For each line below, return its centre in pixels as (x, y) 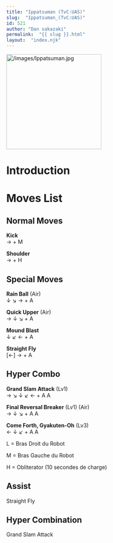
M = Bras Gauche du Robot (40, 455)
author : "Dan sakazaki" (36, 29)
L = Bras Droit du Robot (36, 443)
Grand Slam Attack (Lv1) (37, 389)
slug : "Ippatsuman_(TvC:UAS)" (46, 18)
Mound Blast (23, 330)
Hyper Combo (33, 374)
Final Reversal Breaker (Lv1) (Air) (48, 407)
